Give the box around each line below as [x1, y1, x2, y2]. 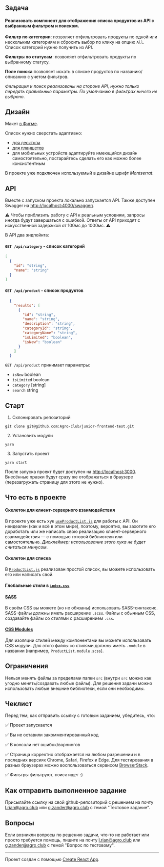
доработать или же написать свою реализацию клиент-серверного [5, 528, 146, 534]
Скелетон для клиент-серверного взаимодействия [5, 507, 115, 513]
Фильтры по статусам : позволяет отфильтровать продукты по [5, 53, 137, 59]
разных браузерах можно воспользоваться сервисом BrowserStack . [5, 762, 149, 768]
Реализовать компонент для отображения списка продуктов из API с [5, 17, 155, 24]
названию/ [120, 68, 143, 74]
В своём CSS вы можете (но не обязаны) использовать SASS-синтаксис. [5, 604, 158, 610]
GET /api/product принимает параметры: [5, 362, 90, 368]
